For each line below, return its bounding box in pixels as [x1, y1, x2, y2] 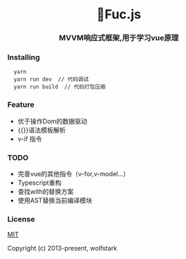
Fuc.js [96, 6, 141, 23]
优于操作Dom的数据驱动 [17, 117, 88, 125]
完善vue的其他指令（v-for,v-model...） [17, 170, 130, 178]
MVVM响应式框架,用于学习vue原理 [59, 33, 179, 43]
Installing [7, 52, 40, 62]
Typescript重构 [17, 178, 62, 187]
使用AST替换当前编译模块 [17, 196, 93, 205]
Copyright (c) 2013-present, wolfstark [7, 244, 118, 253]
